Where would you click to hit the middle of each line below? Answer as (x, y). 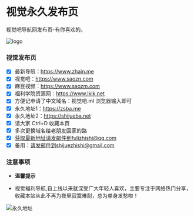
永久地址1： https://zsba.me (48, 108)
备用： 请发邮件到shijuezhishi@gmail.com (64, 145)
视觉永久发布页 (42, 12)
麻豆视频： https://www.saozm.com (57, 86)
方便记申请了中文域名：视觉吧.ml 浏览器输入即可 (73, 101)
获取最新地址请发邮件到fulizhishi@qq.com (65, 138)
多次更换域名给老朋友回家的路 (51, 131)
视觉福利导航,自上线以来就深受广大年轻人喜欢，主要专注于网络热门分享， (103, 188)
